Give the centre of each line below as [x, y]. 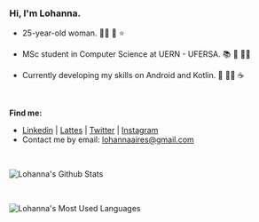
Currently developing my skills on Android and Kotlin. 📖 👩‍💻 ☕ [133, 75]
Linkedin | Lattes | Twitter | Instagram [90, 131]
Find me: [26, 113]
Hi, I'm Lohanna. [45, 13]
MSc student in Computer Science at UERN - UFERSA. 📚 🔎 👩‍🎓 [136, 54]
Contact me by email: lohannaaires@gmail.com [108, 139]
